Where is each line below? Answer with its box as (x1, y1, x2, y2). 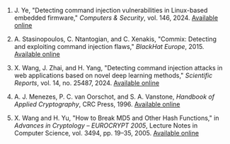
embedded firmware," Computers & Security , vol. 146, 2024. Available (13, 13, 218, 22)
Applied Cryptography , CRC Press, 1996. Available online (13, 100, 180, 109)
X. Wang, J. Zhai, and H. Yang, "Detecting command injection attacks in (13, 64, 223, 72)
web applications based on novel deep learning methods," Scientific (13, 71, 213, 79)
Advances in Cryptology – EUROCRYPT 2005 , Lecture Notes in (13, 121, 198, 130)
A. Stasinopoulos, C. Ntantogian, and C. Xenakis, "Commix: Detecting (13, 35, 217, 43)
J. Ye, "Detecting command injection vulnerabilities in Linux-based (13, 6, 208, 14)
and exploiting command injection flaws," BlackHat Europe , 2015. (13, 43, 205, 50)
